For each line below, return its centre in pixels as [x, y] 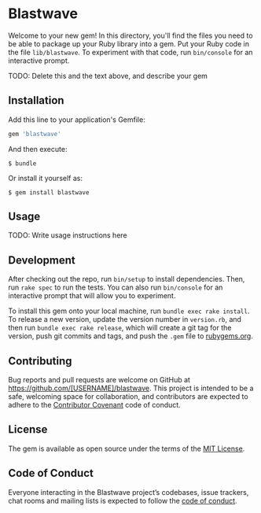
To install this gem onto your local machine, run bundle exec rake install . [129, 311]
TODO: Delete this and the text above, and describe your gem [108, 76]
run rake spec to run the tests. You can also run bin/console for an [116, 287]
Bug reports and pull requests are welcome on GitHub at [99, 380]
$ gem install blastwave [49, 192]
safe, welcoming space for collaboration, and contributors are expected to [129, 397]
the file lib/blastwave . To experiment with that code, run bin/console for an [130, 52]
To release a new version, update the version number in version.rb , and [125, 319]
